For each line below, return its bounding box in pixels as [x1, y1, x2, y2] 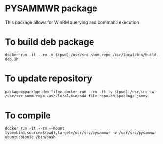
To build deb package [5, 36, 94, 48]
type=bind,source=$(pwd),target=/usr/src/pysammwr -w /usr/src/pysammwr [5, 130, 157, 135]
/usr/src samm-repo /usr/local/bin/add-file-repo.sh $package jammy [5, 94, 148, 98]
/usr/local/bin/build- [112, 52, 159, 57]
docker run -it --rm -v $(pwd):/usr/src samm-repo [5, 52, 111, 57]
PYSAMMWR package [5, 3, 98, 14]
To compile [5, 110, 51, 120]
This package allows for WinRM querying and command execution [5, 19, 139, 25]
